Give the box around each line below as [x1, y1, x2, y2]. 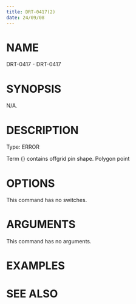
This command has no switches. [6, 197, 87, 204]
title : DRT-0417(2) [6, 8, 56, 15]
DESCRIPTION [6, 123, 79, 137]
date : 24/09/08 [6, 15, 45, 21]
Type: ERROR [6, 143, 39, 150]
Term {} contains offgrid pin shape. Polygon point [6, 155, 130, 163]
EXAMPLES [6, 259, 65, 273]
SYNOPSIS [6, 82, 62, 96]
